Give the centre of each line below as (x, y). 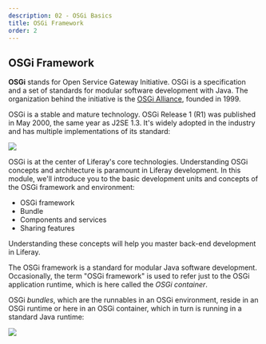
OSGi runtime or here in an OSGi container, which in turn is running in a (125, 309)
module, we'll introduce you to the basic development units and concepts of (133, 179)
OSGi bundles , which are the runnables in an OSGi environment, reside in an (133, 300)
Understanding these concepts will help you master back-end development (132, 243)
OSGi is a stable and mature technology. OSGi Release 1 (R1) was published (132, 115)
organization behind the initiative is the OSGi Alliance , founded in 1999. (125, 99)
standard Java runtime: (46, 317)
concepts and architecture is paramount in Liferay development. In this (125, 170)
